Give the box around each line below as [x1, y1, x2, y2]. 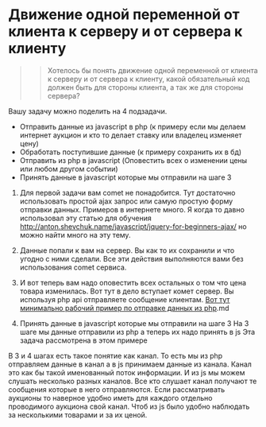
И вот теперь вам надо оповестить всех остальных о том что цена [19, 278, 247, 287]
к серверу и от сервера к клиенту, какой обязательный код [47, 74, 250, 83]
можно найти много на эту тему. [19, 230, 131, 239]
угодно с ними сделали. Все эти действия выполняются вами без [19, 254, 244, 263]
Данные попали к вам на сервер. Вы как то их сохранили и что [19, 245, 235, 255]
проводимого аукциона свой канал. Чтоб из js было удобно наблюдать [8, 402, 250, 411]
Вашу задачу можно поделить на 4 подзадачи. [8, 106, 168, 116]
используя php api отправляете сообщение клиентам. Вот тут [19, 294, 230, 304]
